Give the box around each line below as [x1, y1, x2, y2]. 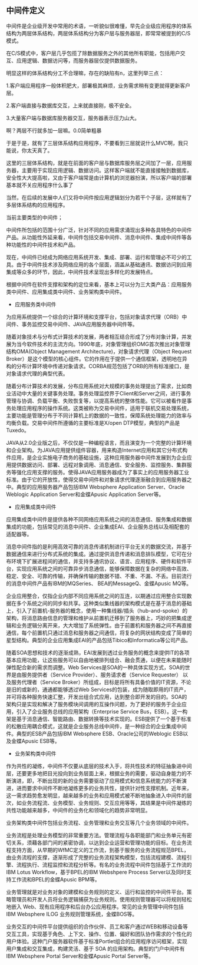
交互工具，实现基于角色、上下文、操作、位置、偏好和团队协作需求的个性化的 [6, 930, 192, 937]
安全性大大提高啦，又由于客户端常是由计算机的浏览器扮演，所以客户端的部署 [6, 174, 192, 181]
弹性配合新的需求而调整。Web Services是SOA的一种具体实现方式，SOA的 [6, 663, 185, 670]
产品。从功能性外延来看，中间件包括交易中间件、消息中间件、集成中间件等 [6, 233, 187, 240]
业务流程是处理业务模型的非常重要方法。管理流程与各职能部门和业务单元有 [6, 831, 187, 838]
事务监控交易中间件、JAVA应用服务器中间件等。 [21, 320, 138, 328]
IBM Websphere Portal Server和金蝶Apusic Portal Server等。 [6, 952, 154, 959]
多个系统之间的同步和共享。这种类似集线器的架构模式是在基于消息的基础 [16, 600, 192, 607]
